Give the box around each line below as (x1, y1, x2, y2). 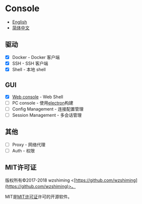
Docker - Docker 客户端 (12, 54, 60, 60)
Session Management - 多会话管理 (12, 112, 82, 118)
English (12, 19, 27, 25)
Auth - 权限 (12, 148, 35, 153)
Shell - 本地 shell (12, 66, 46, 72)
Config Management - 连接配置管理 (12, 106, 84, 112)
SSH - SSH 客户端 (12, 60, 48, 66)
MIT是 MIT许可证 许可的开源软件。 (5, 193, 72, 200)
